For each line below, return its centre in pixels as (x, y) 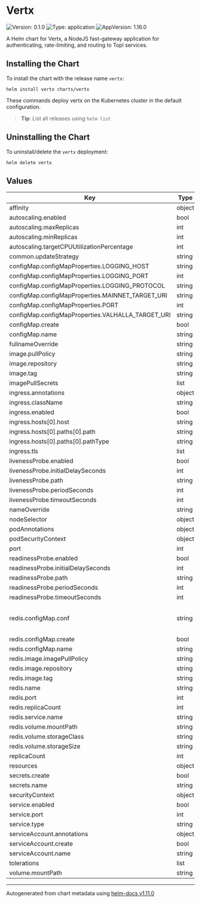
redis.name (25, 688)
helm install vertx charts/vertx (48, 89)
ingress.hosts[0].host (39, 422)
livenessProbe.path (36, 481)
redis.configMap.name (41, 649)
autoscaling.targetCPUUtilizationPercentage (71, 247)
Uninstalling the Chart (48, 138)
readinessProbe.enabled (44, 558)
